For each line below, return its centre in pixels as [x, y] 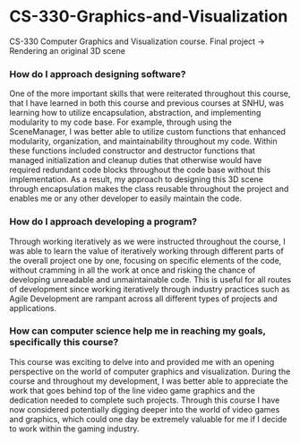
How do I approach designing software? [98, 74]
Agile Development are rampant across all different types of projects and [143, 299]
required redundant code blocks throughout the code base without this [140, 170]
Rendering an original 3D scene [67, 50]
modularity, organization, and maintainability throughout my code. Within [143, 142]
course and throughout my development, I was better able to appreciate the [149, 381]
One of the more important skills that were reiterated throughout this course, [150, 94]
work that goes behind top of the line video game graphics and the [132, 390]
